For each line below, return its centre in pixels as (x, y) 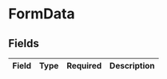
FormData (42, 14)
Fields (24, 43)
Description (132, 66)
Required (84, 66)
